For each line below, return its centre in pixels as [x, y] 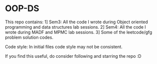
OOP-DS [22, 8]
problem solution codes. [29, 37]
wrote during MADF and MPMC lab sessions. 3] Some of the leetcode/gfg [79, 32]
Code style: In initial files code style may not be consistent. [64, 47]
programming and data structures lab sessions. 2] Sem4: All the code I [76, 27]
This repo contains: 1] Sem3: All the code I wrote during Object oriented [77, 22]
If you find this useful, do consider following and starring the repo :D [73, 56]
